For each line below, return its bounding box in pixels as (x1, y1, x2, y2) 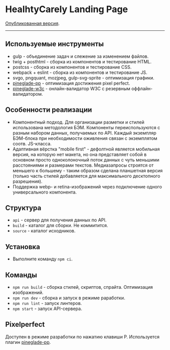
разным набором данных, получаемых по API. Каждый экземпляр (12, 130, 157, 136)
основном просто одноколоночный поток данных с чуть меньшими (12, 157, 159, 163)
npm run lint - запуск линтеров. (12, 300, 82, 306)
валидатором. (12, 91, 43, 97)
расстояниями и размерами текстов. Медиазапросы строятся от (12, 162, 154, 168)
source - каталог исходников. (12, 228, 76, 234)
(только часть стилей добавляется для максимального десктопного (12, 173, 160, 179)
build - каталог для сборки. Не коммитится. (12, 222, 108, 228)
